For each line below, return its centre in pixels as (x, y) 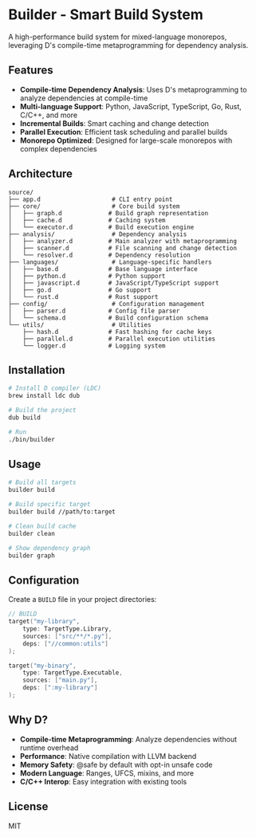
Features (31, 71)
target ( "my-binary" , (43, 666)
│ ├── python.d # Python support (87, 276)
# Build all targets (43, 483)
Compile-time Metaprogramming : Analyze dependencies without (128, 739)
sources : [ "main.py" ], (60, 680)
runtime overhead (49, 748)
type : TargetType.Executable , (73, 673)
